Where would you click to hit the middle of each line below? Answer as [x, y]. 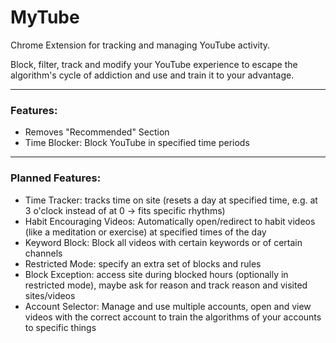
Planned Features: [56, 178]
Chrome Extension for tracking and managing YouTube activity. [140, 45]
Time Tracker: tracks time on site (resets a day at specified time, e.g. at [171, 200]
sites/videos [50, 295]
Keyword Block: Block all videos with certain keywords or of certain [163, 242]
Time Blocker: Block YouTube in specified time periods [137, 143]
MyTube [45, 17]
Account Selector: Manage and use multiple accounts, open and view [168, 306]
